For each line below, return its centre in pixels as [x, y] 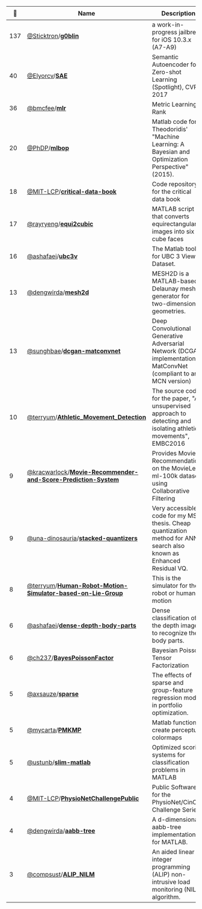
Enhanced [166, 561]
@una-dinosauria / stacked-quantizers [82, 538]
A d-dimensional [176, 819]
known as [165, 553]
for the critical [171, 192]
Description [179, 13]
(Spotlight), [168, 87]
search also [168, 546]
